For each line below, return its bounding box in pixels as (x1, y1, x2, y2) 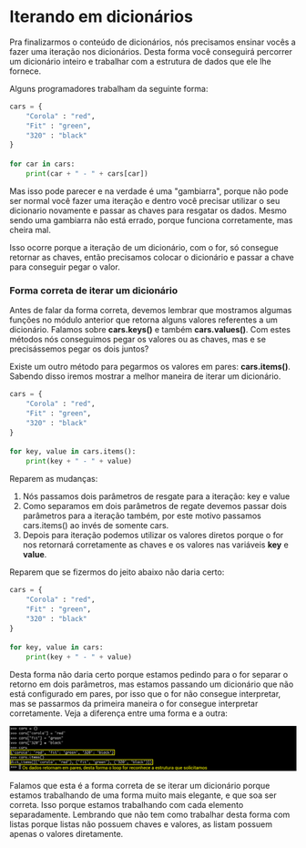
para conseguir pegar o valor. (9, 261, 120, 272)
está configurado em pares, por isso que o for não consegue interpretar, (9, 689, 281, 700)
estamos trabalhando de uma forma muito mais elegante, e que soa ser (9, 790, 277, 801)
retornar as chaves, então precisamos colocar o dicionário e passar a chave (9, 251, 294, 262)
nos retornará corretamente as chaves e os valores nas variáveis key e (22, 539, 289, 550)
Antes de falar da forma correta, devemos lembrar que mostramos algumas (9, 305, 292, 316)
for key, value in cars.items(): (9, 447, 137, 456)
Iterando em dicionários (9, 6, 194, 27)
